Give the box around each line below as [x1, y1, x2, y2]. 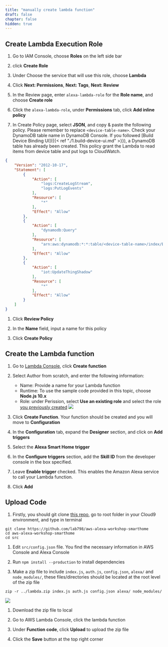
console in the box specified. [12, 458, 72, 465]
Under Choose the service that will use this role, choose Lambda [12, 72, 146, 78]
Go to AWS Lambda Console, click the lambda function [12, 616, 126, 622]
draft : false [5, 12, 32, 17]
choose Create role [12, 97, 53, 103]
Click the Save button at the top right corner [12, 636, 103, 642]
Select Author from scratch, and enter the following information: [12, 372, 144, 378]
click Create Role [12, 63, 48, 69]
